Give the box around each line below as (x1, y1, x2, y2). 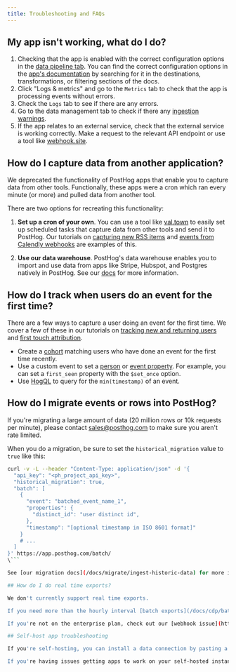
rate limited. (7, 431, 42, 439)
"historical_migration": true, (13, 478, 105, 485)
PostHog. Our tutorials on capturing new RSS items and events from (17, 233, 214, 241)
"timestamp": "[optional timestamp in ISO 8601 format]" (25, 524, 197, 531)
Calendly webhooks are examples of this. (17, 240, 137, 249)
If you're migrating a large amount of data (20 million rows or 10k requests (7, 415, 222, 424)
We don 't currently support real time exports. (7, 594, 150, 602)
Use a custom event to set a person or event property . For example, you (17, 362, 226, 370)
